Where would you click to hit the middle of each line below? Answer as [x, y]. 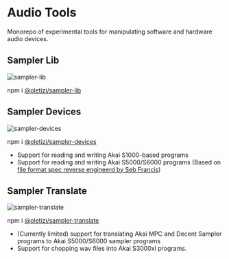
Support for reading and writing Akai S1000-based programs [103, 155]
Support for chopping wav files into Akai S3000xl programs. [102, 249]
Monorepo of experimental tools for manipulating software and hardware [110, 32]
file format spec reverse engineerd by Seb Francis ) [89, 169]
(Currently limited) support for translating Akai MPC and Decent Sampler [119, 234]
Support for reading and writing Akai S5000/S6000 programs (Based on [119, 162]
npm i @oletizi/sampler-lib [44, 90]
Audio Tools [42, 13]
